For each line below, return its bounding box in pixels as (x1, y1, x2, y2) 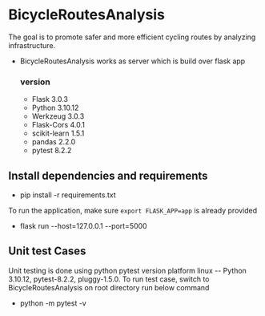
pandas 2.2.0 (31, 137, 76, 147)
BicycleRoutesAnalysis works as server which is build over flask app (19, 56, 246, 66)
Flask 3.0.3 (31, 95, 68, 104)
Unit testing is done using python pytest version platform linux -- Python (8, 265, 247, 275)
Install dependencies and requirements (8, 168, 208, 182)
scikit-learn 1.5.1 (31, 128, 85, 138)
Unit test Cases (8, 245, 86, 258)
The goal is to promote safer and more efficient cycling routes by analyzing (8, 32, 256, 42)
